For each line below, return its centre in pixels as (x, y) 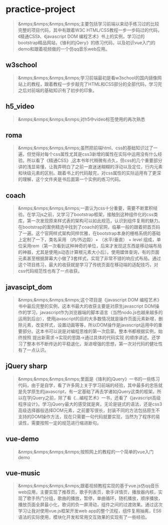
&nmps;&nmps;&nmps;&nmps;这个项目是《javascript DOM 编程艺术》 (90, 300)
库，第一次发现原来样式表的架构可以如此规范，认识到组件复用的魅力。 (90, 221)
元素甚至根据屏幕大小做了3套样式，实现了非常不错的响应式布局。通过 (89, 258)
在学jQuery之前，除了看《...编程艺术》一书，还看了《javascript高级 (91, 397)
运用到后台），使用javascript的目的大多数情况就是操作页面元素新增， (88, 319)
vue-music (23, 473)
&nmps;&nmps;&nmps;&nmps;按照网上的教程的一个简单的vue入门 (86, 452)
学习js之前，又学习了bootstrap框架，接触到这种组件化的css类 (94, 215)
